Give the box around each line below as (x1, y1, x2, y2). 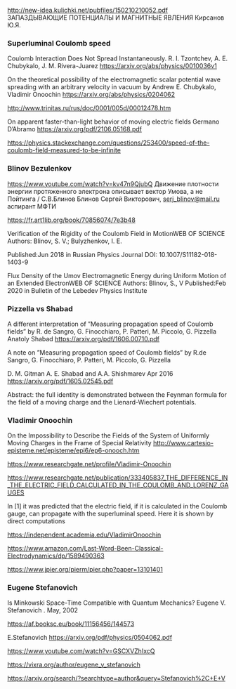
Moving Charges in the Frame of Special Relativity (7, 439, 152, 447)
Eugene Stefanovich (7, 583, 78, 593)
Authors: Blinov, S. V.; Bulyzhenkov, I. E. (7, 237, 122, 245)
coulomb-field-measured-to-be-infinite (7, 146, 122, 155)
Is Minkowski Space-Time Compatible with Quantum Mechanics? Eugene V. (7, 598, 226, 607)
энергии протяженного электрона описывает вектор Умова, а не (7, 187, 203, 195)
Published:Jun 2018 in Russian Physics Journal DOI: (7, 250, 158, 258)
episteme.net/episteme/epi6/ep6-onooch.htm (7, 446, 140, 455)
